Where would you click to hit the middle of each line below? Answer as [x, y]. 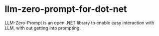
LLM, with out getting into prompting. [43, 28]
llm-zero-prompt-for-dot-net [66, 9]
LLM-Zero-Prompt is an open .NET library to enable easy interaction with [79, 23]
